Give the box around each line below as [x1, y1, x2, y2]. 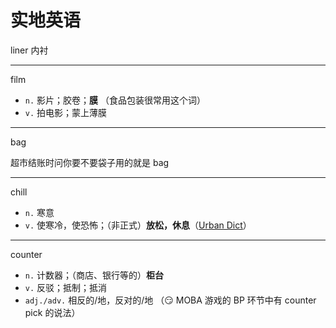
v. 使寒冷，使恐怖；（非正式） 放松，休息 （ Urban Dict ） [24, 219, 252, 231]
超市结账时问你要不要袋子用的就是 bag [10, 156, 170, 168]
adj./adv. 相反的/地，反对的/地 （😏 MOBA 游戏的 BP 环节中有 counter [24, 294, 317, 306]
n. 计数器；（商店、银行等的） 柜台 [24, 269, 165, 281]
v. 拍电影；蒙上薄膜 [24, 106, 108, 118]
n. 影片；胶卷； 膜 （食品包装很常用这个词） [24, 94, 206, 106]
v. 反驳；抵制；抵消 [24, 281, 108, 293]
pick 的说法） [24, 306, 81, 318]
